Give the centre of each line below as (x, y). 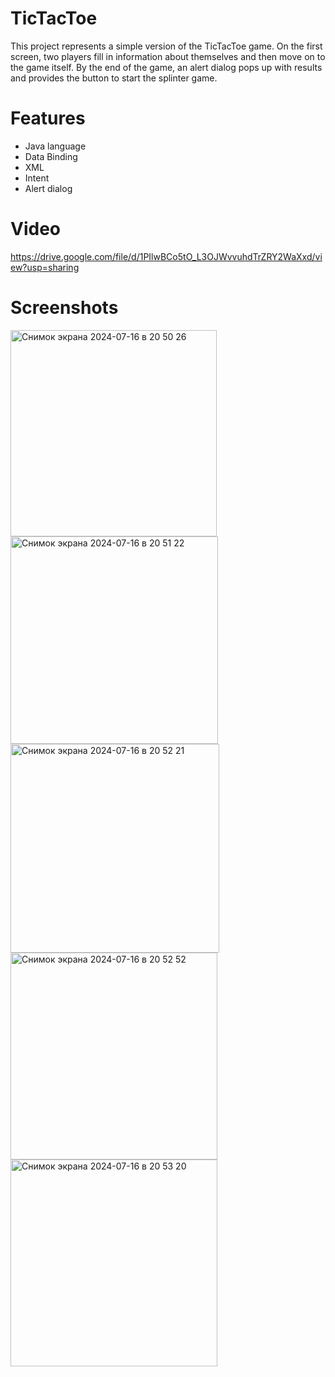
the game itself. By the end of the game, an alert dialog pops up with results (166, 67)
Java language (55, 146)
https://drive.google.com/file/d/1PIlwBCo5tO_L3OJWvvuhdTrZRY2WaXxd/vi (166, 256)
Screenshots (64, 308)
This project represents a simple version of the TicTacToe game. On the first (166, 46)
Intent (37, 178)
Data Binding (51, 156)
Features (48, 118)
